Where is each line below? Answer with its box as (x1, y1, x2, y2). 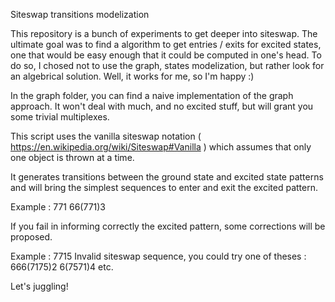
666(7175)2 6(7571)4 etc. (10, 261, 114, 273)
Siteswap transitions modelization (10, 9, 150, 20)
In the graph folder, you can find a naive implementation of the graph (10, 90, 294, 101)
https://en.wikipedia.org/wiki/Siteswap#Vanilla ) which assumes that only (10, 141, 312, 153)
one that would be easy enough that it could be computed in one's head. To (10, 49, 322, 61)
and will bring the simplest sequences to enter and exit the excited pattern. (10, 182, 318, 193)
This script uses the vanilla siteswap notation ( (10, 130, 202, 142)
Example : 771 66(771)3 (10, 201, 107, 213)
